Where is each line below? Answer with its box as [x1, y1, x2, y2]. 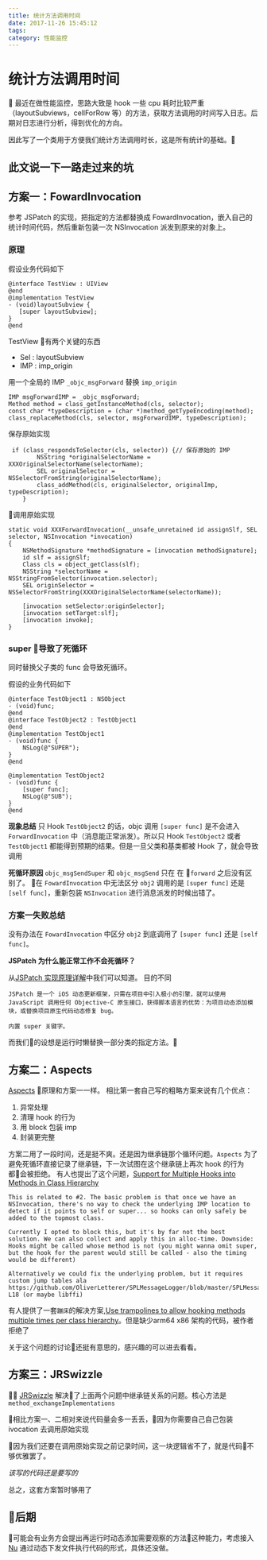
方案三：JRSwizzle [8, 1368, 103, 1381]
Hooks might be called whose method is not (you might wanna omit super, [8, 1242, 258, 1250]
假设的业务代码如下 [8, 679, 72, 688]
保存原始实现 [8, 428, 50, 438]
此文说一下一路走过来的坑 [8, 161, 133, 174]
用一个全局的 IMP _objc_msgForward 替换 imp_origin [8, 377, 177, 386]
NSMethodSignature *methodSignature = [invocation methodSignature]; [22, 546, 258, 555]
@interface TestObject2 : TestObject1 [8, 716, 137, 724]
